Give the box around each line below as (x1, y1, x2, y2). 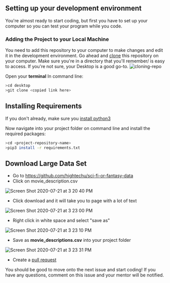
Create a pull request (12, 257, 57, 263)
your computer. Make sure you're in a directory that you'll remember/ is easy (5, 58, 165, 64)
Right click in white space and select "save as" (12, 217, 110, 224)
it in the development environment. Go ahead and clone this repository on (5, 53, 159, 59)
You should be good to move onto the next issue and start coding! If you (5, 267, 156, 273)
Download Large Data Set (5, 159, 87, 168)
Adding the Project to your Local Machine (5, 36, 109, 43)
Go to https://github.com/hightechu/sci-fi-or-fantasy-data (12, 173, 134, 179)
